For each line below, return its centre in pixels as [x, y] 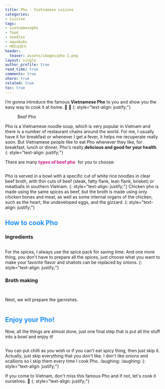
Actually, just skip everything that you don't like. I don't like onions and [77, 356]
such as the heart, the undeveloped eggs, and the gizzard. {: [66, 202]
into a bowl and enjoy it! [29, 337]
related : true [20, 83]
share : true [17, 78]
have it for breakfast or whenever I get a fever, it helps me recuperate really [82, 137]
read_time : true [22, 70]
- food [12, 33]
